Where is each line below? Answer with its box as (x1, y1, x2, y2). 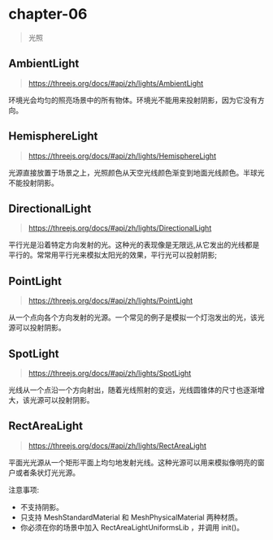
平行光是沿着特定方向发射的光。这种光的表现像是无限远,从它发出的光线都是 (8, 240, 260, 250)
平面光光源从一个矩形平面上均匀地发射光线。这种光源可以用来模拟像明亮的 (8, 457, 258, 467)
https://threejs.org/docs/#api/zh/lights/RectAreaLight (28, 440, 207, 451)
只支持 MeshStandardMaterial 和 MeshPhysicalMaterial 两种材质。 (19, 512, 242, 522)
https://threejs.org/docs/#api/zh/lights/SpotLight (28, 369, 192, 378)
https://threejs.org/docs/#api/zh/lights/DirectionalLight (28, 223, 212, 233)
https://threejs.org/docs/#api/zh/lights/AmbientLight (28, 78, 204, 88)
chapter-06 (8, 5, 88, 24)
